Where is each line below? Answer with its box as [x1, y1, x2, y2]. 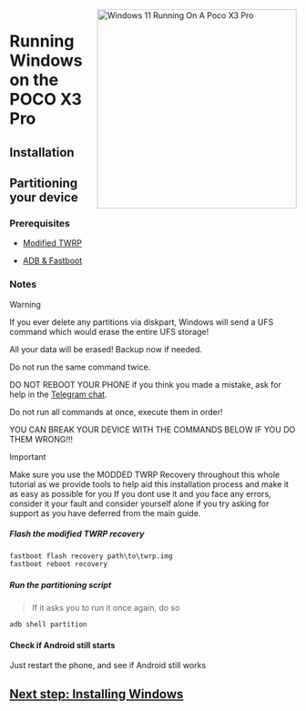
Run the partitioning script [9, 579, 112, 590]
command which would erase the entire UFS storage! [9, 326, 209, 337]
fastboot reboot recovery [9, 560, 107, 569]
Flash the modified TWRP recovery [9, 528, 145, 540]
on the [9, 70, 59, 90]
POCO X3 [9, 89, 82, 110]
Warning [9, 299, 41, 310]
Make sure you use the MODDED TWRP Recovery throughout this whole [9, 469, 280, 480]
